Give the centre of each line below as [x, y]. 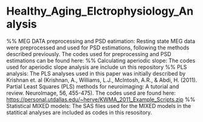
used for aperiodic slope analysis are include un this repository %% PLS [97, 67]
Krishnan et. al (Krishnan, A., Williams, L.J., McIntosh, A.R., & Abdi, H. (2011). [102, 80]
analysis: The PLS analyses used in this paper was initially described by [96, 73]
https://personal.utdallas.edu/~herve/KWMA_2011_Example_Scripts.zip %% [101, 99]
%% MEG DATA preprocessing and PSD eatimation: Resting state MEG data [101, 41]
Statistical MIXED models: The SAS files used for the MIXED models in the [99, 106]
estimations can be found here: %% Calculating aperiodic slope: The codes [101, 60]
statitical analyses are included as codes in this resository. [79, 112]
